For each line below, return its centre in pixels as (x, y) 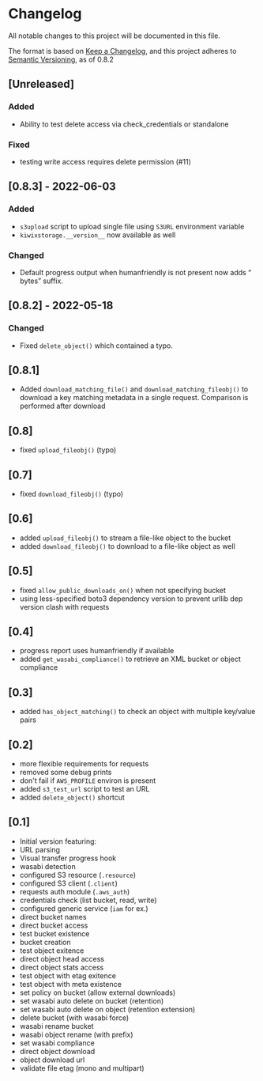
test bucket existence (54, 933)
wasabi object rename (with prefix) (76, 1034)
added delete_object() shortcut (72, 798)
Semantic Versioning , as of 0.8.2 (61, 59)
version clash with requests (64, 607)
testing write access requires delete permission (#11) (105, 161)
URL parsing (40, 849)
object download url (52, 1060)
